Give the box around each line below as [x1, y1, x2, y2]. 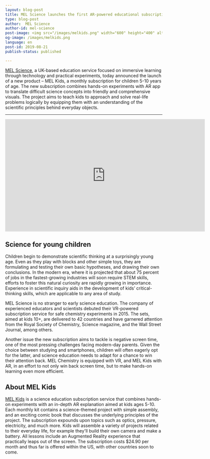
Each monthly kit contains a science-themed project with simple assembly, [5, 407, 159, 413]
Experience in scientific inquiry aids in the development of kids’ [5, 285, 136, 291]
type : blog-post [5, 16, 39, 21]
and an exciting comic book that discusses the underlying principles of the [5, 412, 159, 418]
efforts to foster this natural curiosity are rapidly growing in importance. [5, 280, 152, 286]
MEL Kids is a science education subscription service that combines [5, 396, 146, 402]
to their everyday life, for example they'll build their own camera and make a [5, 428, 161, 434]
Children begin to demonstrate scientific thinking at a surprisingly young [5, 253, 154, 260]
